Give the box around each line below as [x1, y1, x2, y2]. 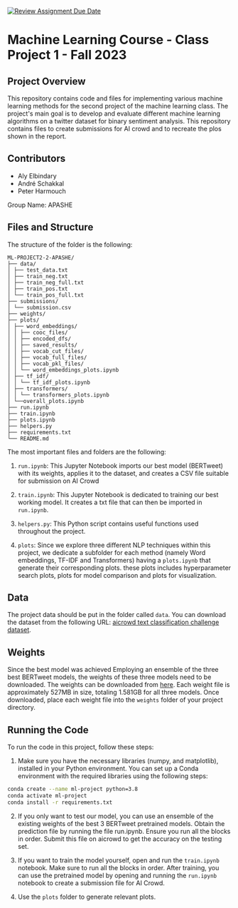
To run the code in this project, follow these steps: [7, 743, 154, 752]
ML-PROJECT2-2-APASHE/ [7, 254, 75, 261]
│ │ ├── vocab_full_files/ [7, 354, 87, 361]
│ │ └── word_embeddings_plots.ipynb [7, 366, 119, 374]
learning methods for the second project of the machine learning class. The [7, 102, 229, 110]
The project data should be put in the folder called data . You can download [7, 611, 226, 619]
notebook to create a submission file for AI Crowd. [17, 878, 166, 887]
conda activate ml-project [7, 792, 87, 799]
